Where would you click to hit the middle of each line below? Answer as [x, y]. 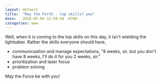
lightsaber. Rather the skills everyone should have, [56, 42]
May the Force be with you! [32, 76]
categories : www [21, 23]
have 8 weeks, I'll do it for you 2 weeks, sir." [56, 57]
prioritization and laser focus [41, 62]
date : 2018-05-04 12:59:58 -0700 [41, 18]
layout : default [21, 9]
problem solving [28, 67]
